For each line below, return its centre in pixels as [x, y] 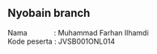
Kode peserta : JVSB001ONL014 [62, 41]
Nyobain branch [49, 13]
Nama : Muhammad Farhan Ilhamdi [78, 32]
